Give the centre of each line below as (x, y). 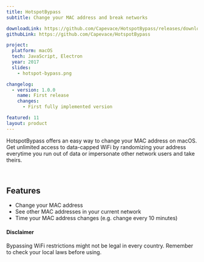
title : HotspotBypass (34, 12)
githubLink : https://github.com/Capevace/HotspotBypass (78, 34)
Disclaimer (20, 232)
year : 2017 (25, 62)
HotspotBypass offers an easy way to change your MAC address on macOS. (102, 141)
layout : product (27, 123)
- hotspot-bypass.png (44, 73)
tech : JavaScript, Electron (47, 56)
